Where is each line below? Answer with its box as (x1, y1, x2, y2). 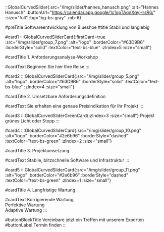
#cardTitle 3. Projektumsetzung (5, 148, 70, 153)
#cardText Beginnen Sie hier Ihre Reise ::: (5, 64, 90, 69)
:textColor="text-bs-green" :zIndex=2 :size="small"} (5, 138, 112, 144)
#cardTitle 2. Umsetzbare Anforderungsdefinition (5, 94, 106, 99)
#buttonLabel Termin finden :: (5, 222, 66, 228)
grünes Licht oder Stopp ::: (5, 118, 60, 123)
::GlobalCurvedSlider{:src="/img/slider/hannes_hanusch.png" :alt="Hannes (5, 4, 159, 10)
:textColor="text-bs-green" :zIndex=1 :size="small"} (5, 177, 111, 183)
